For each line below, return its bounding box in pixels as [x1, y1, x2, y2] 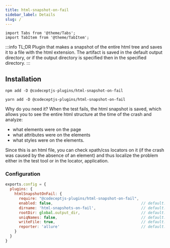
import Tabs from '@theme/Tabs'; [5, 31, 76, 36]
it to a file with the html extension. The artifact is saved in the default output [5, 49, 163, 56]
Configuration [5, 171, 40, 178]
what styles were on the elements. [12, 137, 84, 143]
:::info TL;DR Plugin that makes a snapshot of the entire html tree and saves [5, 44, 162, 50]
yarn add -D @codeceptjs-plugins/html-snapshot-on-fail [5, 97, 125, 102]
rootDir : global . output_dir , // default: [18, 210, 166, 215]
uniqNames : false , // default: [18, 215, 166, 220]
